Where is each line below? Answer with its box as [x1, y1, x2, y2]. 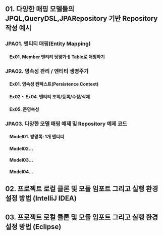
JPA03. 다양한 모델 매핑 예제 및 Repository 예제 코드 [5, 120, 127, 127]
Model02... [9, 145, 34, 151]
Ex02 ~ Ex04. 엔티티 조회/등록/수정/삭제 [9, 94, 90, 100]
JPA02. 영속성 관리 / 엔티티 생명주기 [5, 67, 89, 74]
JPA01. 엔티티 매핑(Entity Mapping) [5, 40, 91, 47]
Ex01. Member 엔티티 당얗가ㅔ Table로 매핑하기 [9, 54, 105, 60]
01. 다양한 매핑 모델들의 [5, 5, 75, 14]
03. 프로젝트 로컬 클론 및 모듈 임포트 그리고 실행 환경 [5, 213, 158, 221]
